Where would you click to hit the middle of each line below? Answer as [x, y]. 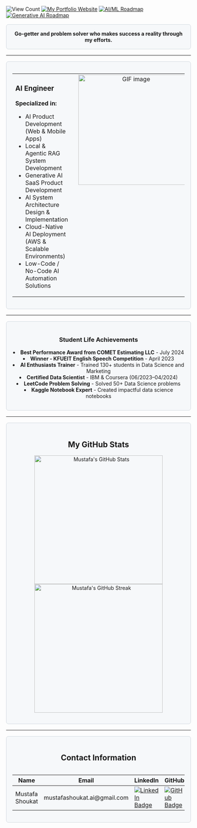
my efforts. [98, 40]
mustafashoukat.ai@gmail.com [86, 797]
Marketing [98, 371]
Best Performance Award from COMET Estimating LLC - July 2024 [102, 352]
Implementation [47, 219]
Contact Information [98, 758]
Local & [35, 146]
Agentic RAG [43, 153]
